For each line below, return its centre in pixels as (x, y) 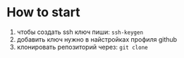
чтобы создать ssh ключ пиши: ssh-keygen (80, 32)
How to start (43, 12)
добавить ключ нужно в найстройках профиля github (97, 39)
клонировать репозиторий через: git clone (82, 47)
